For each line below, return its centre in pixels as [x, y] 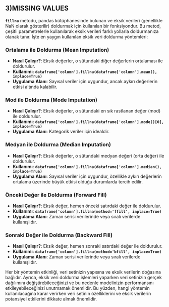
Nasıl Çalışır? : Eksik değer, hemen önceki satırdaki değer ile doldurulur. [87, 206]
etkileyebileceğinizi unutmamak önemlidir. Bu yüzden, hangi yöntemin [77, 288]
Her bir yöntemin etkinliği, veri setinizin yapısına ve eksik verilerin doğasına [83, 272]
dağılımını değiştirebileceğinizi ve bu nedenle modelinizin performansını [79, 283]
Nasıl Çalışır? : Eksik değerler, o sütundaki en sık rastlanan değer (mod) [87, 111]
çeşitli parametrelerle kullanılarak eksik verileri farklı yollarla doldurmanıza [82, 31]
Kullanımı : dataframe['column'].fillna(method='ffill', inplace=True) [87, 211]
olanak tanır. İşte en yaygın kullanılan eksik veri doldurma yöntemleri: [76, 36]
